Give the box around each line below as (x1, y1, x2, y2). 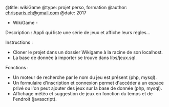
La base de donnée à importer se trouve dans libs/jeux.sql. (12, 55, 137, 61)
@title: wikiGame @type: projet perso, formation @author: (5, 5, 128, 10)
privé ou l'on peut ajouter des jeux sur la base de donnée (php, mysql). (12, 85, 162, 91)
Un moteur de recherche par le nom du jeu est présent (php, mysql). (12, 74, 157, 81)
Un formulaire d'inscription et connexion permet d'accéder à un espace (12, 80, 164, 86)
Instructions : (5, 39, 33, 45)
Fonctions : (5, 65, 29, 70)
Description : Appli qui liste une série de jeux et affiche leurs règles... (5, 30, 151, 35)
